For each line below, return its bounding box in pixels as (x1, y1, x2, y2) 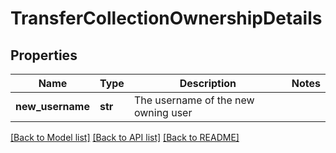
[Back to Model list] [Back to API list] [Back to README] (10, 132, 240, 143)
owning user (133, 106, 193, 119)
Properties (10, 47, 78, 64)
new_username (15, 100, 90, 113)
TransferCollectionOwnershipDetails (10, 7, 323, 30)
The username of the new (133, 93, 255, 107)
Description (179, 77, 237, 90)
